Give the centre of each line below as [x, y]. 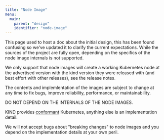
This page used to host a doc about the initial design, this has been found [80, 42]
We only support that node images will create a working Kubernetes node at [82, 68]
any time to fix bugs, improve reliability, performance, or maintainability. [78, 93]
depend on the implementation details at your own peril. [62, 132]
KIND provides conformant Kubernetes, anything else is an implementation [81, 112]
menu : [11, 14]
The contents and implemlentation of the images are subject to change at [80, 88]
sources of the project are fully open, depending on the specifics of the [78, 53]
